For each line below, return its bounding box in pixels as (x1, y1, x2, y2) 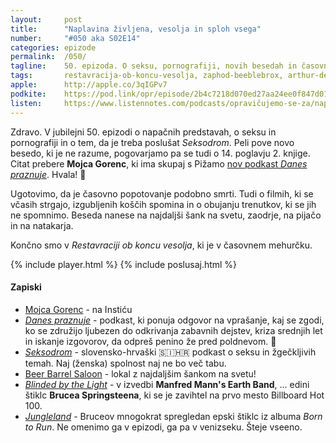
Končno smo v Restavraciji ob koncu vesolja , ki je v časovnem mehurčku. (10, 239, 313, 251)
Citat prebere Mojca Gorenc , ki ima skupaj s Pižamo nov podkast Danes (10, 157, 308, 170)
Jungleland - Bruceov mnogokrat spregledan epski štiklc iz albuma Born (24, 410, 323, 422)
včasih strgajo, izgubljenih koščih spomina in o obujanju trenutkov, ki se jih (10, 198, 317, 210)
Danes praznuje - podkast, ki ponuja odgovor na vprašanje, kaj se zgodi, (24, 314, 325, 326)
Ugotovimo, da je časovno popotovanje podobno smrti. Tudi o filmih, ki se (10, 187, 314, 200)
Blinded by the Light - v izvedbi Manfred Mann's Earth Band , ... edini (24, 378, 310, 390)
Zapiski (10, 281, 42, 293)
